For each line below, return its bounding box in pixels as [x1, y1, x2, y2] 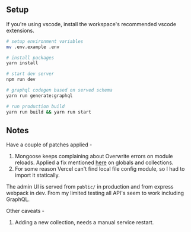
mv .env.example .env [6, 44, 60, 50]
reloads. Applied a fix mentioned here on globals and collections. [14, 159, 174, 166]
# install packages [6, 55, 55, 61]
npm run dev [6, 77, 36, 83]
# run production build [6, 104, 65, 109]
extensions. [6, 27, 34, 34]
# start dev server [6, 71, 55, 77]
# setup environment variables [6, 38, 84, 44]
